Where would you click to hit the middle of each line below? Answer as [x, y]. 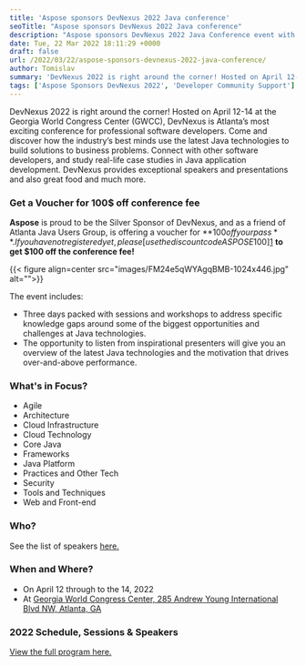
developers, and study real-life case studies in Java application [128, 159]
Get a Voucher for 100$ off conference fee [105, 203]
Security [38, 483]
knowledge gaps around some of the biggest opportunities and [141, 323]
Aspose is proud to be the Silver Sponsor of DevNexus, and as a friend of [148, 222]
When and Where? [51, 570]
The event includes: [46, 296]
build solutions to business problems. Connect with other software [134, 150]
